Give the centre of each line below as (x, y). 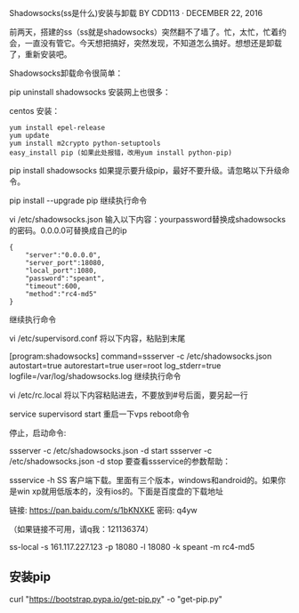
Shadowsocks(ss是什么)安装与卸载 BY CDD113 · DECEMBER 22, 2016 (136, 13)
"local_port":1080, (61, 270)
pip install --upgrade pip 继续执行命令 (78, 200)
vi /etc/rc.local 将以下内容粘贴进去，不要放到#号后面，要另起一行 (129, 395)
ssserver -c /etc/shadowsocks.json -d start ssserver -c (110, 451)
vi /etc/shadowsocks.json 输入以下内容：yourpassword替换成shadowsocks (148, 219)
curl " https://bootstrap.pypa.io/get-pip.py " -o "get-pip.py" (116, 599)
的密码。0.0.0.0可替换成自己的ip (68, 230)
